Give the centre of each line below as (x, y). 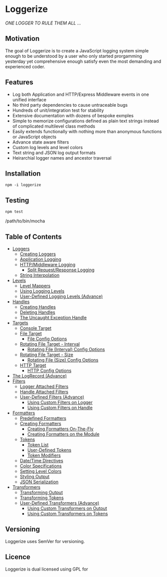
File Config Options (47, 339)
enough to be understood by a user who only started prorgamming (74, 56)
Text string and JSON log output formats (54, 153)
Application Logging (40, 259)
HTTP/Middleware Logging (48, 265)
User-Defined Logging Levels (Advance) (61, 296)
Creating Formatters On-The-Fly (60, 429)
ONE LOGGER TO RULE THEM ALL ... (43, 23)
